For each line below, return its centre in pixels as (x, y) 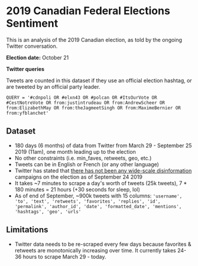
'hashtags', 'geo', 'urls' (48, 212)
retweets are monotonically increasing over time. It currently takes (95, 250)
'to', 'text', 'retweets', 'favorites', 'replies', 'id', (87, 201)
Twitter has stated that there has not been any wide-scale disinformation (103, 170)
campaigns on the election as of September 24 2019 (79, 177)
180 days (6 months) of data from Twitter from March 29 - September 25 (103, 145)
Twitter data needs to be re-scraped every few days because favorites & (103, 244)
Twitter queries (25, 69)
